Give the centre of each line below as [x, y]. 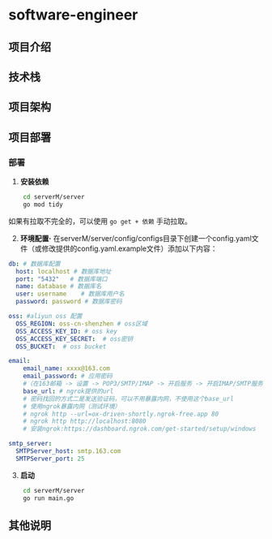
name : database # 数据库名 [59, 287]
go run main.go [49, 498]
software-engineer [73, 15]
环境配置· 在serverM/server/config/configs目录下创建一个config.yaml [136, 238]
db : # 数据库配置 [34, 264]
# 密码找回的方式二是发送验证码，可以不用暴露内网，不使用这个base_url [129, 399]
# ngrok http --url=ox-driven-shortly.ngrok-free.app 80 [121, 414]
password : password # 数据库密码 [69, 302]
